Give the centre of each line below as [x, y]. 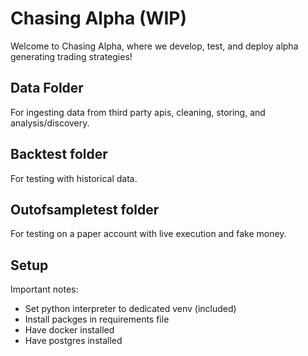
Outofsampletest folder [85, 209]
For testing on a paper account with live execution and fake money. [148, 234]
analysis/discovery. [50, 123]
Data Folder [47, 88]
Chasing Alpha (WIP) [99, 18]
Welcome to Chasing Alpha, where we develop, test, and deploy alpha [154, 46]
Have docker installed [69, 330]
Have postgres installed [73, 341]
